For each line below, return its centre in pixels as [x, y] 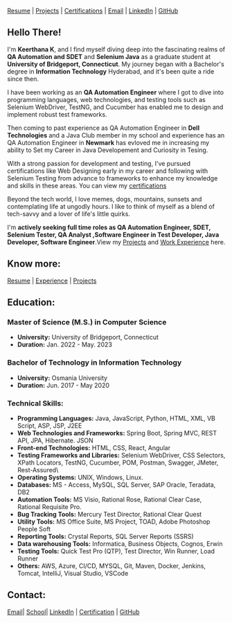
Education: [31, 302]
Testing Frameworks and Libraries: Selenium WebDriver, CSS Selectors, [121, 455]
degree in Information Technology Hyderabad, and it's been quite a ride [111, 71]
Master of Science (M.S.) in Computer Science [87, 322]
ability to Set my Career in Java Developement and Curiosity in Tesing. [108, 150]
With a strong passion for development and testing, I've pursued [99, 163]
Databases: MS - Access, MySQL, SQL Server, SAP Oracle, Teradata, [116, 484]
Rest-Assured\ [38, 470]
